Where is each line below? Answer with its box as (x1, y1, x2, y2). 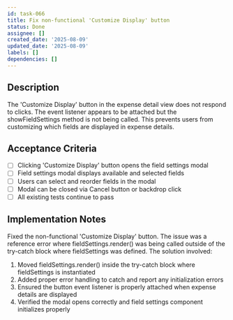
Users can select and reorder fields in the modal (17, 177, 156, 185)
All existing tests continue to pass (17, 193, 114, 201)
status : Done (7, 23, 45, 30)
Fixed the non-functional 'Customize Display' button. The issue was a (7, 232, 207, 240)
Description (7, 82, 59, 94)
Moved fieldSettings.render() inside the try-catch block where (17, 260, 195, 269)
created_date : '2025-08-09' (7, 36, 89, 43)
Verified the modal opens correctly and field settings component (17, 298, 204, 306)
